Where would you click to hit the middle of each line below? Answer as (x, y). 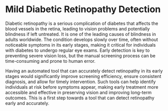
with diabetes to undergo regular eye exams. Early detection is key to (77, 50)
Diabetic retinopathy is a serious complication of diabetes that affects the (82, 23)
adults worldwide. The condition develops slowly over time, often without (82, 40)
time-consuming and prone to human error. (50, 61)
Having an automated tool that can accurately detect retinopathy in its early (84, 71)
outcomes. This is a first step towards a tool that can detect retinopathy (80, 98)
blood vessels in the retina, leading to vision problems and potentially (77, 28)
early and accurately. (27, 103)
